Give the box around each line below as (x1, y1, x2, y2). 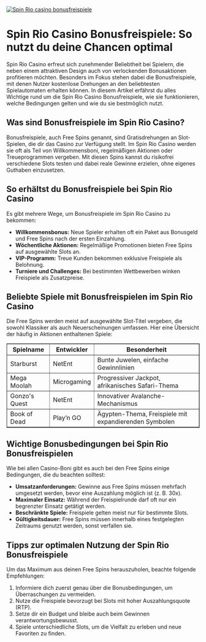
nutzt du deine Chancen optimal (6, 40, 173, 55)
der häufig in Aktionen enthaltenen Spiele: (6, 331, 113, 338)
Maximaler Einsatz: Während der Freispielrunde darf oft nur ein (15, 496, 177, 503)
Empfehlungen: (6, 572, 45, 579)
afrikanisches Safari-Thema (97, 381, 179, 390)
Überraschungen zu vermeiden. (15, 590, 96, 598)
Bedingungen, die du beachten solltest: (6, 471, 105, 478)
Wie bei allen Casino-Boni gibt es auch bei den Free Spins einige (6, 465, 170, 472)
